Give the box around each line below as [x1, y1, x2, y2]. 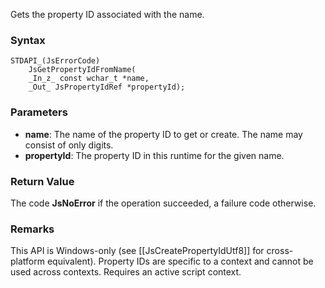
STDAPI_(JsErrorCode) [10, 56, 101, 66]
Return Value [10, 174, 75, 188]
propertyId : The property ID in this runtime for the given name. [24, 149, 285, 161]
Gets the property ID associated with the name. [10, 9, 205, 20]
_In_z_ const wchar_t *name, [28, 74, 150, 84]
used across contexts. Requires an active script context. [10, 266, 242, 278]
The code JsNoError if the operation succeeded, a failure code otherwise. [10, 197, 317, 209]
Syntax [10, 33, 46, 47]
